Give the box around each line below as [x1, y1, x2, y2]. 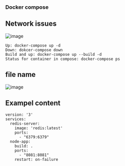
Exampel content [5, 98, 60, 107]
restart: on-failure [14, 157, 58, 162]
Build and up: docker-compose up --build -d [5, 52, 102, 57]
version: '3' [5, 112, 33, 117]
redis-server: [10, 121, 40, 127]
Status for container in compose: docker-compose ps [5, 56, 120, 61]
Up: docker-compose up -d [5, 43, 60, 48]
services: [5, 117, 27, 122]
